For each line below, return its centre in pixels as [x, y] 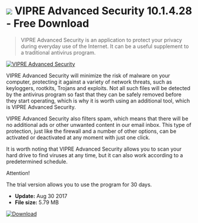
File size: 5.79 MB [37, 202]
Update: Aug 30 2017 [41, 196]
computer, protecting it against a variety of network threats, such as [89, 82]
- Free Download [48, 23]
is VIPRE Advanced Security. [41, 107]
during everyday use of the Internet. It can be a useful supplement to [105, 46]
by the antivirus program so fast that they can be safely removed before [94, 94]
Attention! [18, 173]
